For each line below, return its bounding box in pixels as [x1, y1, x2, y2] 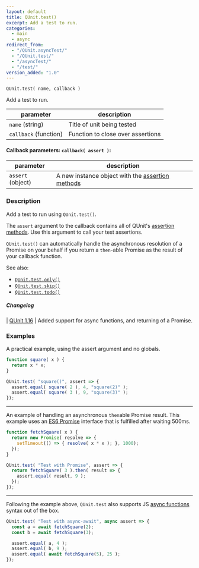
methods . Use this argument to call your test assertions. [6, 228, 143, 236]
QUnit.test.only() [14, 277, 60, 283]
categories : [6, 25, 36, 32]
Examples [6, 331, 36, 340]
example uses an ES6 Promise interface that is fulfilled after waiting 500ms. [6, 418, 191, 425]
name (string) [9, 120, 44, 128]
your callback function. [6, 252, 62, 259]
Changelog [6, 302, 34, 309]
